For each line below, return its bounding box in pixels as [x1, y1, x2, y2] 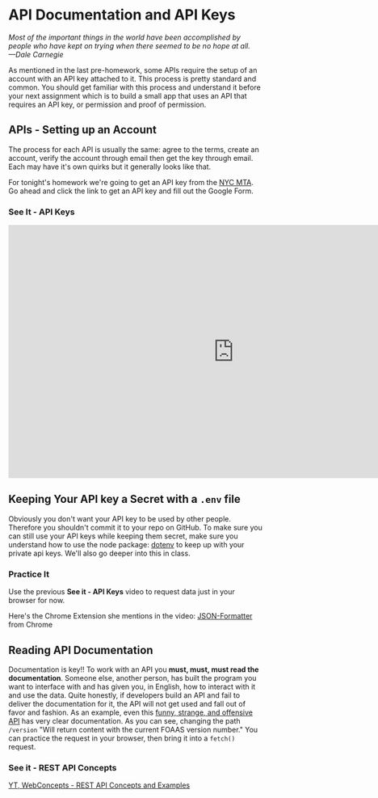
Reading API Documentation [8, 643, 153, 657]
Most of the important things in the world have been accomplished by [8, 32, 241, 42]
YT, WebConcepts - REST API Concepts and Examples [8, 780, 191, 790]
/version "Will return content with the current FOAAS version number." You [8, 724, 258, 734]
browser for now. [8, 596, 65, 606]
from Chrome [8, 620, 53, 630]
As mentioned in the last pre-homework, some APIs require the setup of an [8, 65, 258, 74]
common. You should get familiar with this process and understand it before [8, 82, 261, 92]
